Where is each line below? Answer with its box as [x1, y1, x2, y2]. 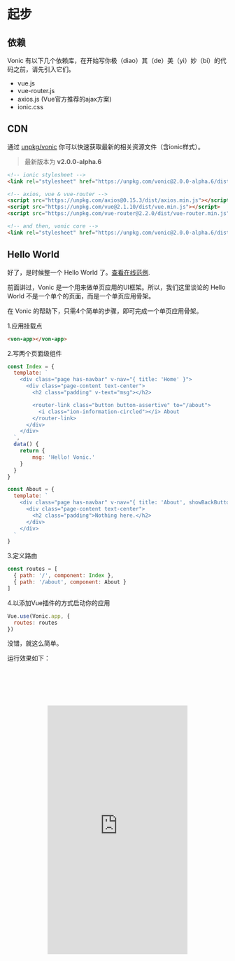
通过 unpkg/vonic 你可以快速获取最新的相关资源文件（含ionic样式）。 [7, 142, 205, 151]
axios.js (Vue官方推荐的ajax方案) [17, 95, 112, 103]
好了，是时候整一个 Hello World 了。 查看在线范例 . [7, 268, 150, 277]
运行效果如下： [7, 654, 50, 663]
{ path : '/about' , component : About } [13, 579, 127, 586]
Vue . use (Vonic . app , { [7, 612, 71, 620]
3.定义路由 [7, 551, 38, 560]
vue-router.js [17, 87, 55, 95]
